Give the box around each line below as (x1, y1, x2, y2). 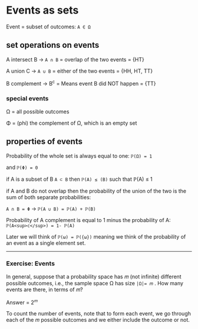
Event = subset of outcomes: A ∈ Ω (6, 23, 91, 30)
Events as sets (6, 4, 79, 17)
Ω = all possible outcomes (6, 108, 70, 115)
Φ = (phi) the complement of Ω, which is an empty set (6, 119, 137, 126)
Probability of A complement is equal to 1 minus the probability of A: (6, 216, 171, 223)
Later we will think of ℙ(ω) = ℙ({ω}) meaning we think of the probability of (6, 233, 186, 240)
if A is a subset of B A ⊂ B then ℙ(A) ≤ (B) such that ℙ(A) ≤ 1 (6, 175, 153, 183)
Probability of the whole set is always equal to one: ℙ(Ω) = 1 (6, 152, 152, 159)
